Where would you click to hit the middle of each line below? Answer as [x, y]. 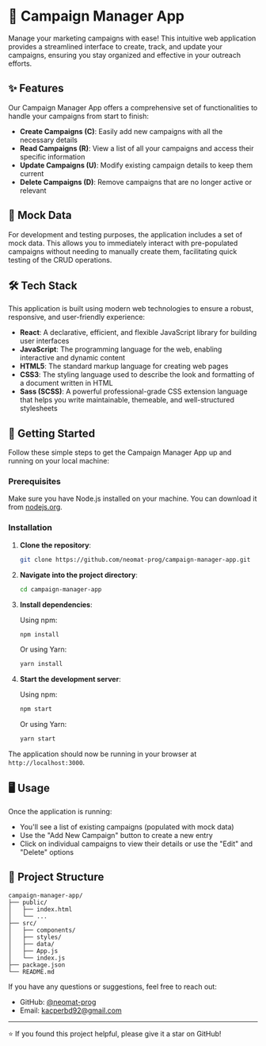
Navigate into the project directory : [79, 575]
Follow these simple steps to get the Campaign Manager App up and [120, 452]
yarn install [41, 664]
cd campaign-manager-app [61, 589]
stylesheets [38, 409]
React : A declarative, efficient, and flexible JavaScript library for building [138, 333]
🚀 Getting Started [52, 433]
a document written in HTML [66, 383]
